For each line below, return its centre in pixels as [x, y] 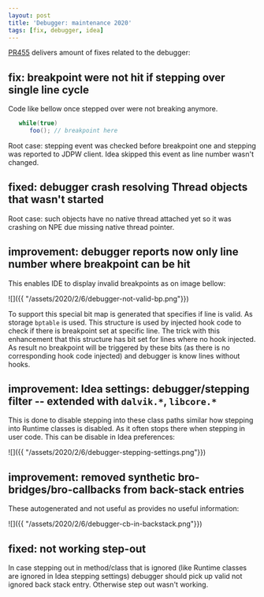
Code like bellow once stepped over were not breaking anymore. [113, 109]
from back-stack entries [184, 489]
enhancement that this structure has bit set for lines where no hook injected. [132, 339]
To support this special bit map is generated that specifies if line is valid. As [131, 314]
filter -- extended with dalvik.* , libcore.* [113, 401]
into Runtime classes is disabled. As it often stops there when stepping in [127, 429]
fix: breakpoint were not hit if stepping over [117, 77]
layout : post [30, 15]
